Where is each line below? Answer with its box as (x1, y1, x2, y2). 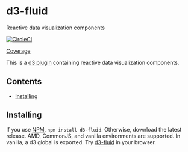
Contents (6, 76, 42, 87)
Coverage (6, 47, 31, 55)
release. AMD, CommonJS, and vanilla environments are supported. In (6, 132, 181, 139)
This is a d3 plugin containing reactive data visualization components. (6, 59, 180, 66)
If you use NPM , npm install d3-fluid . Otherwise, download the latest (6, 126, 182, 133)
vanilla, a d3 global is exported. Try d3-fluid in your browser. (6, 138, 157, 145)
